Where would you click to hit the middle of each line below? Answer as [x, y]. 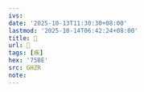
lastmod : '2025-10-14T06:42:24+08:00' [73, 30]
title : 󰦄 [23, 38]
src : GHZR [25, 68]
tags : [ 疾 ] [26, 53]
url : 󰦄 [19, 46]
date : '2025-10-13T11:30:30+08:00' [68, 23]
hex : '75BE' [28, 61]
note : [17, 75]
